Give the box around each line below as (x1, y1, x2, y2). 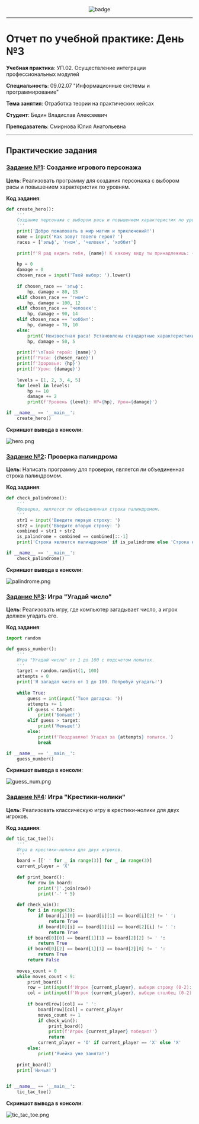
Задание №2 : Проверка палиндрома (6, 452, 118, 460)
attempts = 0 (17, 673, 49, 680)
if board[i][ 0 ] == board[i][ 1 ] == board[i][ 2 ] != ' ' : (37, 913, 176, 919)
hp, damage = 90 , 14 (27, 311, 78, 317)
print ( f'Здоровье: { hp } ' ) (17, 361, 81, 367)
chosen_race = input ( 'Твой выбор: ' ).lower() (17, 272, 131, 278)
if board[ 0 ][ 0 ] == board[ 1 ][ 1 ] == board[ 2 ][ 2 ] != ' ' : (27, 935, 166, 941)
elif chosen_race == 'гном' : (17, 294, 89, 300)
